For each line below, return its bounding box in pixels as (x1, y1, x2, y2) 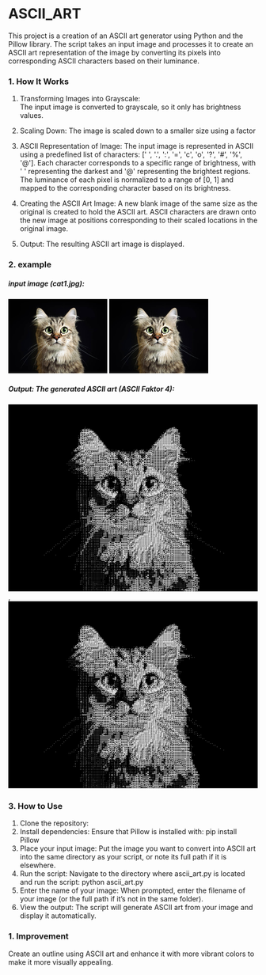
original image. (19, 224, 69, 233)
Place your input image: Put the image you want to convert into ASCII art (19, 844, 256, 853)
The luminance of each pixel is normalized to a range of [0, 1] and (19, 175, 234, 184)
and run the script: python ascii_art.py (19, 878, 144, 887)
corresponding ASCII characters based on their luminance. (8, 56, 200, 66)
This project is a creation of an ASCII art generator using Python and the (8, 31, 244, 40)
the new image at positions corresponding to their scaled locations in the (19, 215, 258, 226)
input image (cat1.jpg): (8, 279, 85, 288)
